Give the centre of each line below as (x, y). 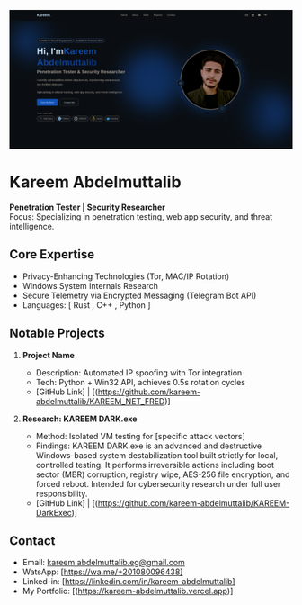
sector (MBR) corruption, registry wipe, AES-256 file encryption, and (163, 474)
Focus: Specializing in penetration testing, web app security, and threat (141, 217)
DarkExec (53, 512)
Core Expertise (52, 254)
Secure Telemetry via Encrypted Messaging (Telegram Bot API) (139, 295)
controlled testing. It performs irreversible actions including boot (155, 465)
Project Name (48, 355)
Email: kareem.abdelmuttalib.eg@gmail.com (104, 563)
